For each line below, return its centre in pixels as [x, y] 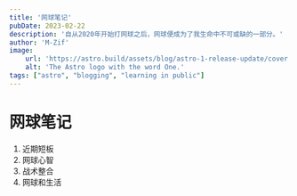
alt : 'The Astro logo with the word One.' [105, 68]
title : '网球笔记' [41, 17]
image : [21, 51]
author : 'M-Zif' [39, 42]
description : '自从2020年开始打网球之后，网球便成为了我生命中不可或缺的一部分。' [146, 34]
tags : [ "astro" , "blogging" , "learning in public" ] [107, 76]
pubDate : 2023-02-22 [48, 26]
